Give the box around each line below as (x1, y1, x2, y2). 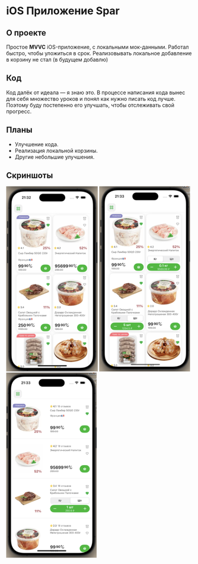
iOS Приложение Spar (6, 4, 120, 18)
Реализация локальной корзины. (14, 147, 98, 154)
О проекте (6, 28, 46, 38)
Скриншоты (6, 171, 53, 181)
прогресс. (6, 108, 32, 115)
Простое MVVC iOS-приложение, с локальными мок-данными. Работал (6, 43, 189, 50)
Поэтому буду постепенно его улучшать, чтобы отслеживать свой (6, 101, 175, 108)
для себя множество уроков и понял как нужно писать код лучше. (6, 95, 176, 102)
